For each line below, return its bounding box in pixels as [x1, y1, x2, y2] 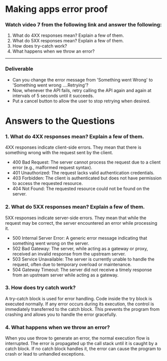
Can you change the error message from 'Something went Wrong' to [12, 77, 153, 83]
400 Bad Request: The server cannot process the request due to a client [12, 159, 161, 165]
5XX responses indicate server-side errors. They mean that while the [5, 215, 147, 221]
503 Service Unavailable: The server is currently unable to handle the [12, 256, 155, 262]
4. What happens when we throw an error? [5, 324, 110, 331]
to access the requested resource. [12, 180, 83, 186]
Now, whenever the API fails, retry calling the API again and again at [12, 87, 152, 93]
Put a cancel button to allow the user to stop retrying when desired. [12, 98, 151, 104]
